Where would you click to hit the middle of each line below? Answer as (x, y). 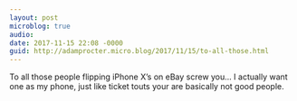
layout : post (34, 18)
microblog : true (40, 26)
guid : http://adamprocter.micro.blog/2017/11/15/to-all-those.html (139, 51)
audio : (22, 34)
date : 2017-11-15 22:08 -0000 (67, 43)
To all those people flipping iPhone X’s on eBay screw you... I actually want (148, 77)
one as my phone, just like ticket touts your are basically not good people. (147, 87)
